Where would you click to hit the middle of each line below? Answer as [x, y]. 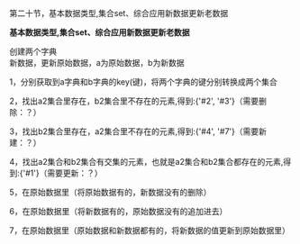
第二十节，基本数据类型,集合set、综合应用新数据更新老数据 [119, 13]
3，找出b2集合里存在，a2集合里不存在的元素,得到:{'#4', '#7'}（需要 [134, 131]
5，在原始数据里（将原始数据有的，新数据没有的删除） [110, 192]
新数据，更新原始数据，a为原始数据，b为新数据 [97, 63]
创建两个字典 [33, 51]
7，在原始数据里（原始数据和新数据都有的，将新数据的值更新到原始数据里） [150, 230]
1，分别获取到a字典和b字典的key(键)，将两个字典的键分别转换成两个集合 [143, 82]
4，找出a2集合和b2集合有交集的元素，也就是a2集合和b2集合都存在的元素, [146, 162]
